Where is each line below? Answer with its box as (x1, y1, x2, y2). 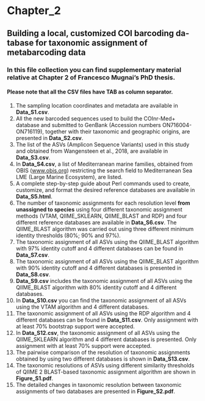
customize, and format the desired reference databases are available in (15, 186, 195, 193)
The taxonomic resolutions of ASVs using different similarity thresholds (15, 361, 195, 369)
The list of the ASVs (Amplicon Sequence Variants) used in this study (15, 141, 190, 148)
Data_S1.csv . (15, 108, 49, 116)
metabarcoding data (7, 47, 86, 57)
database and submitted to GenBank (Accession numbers (15, 121, 161, 128)
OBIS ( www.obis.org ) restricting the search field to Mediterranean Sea (15, 166, 193, 174)
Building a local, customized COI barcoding (7, 28, 174, 39)
